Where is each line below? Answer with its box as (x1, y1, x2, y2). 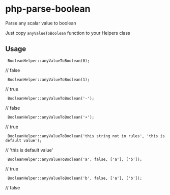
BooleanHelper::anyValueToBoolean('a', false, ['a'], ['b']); (7, 157, 143, 162)
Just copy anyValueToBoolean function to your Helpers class (5, 30, 131, 36)
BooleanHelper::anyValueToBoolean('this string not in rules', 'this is (7, 133, 165, 138)
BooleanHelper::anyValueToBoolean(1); (7, 77, 90, 82)
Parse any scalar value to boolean (5, 20, 76, 26)
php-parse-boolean (5, 3, 91, 15)
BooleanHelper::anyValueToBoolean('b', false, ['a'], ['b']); (7, 176, 143, 181)
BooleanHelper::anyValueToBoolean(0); (7, 58, 90, 63)
